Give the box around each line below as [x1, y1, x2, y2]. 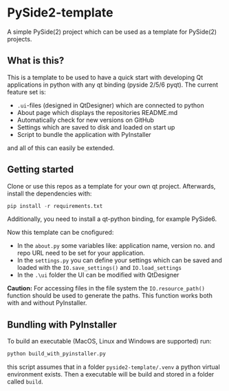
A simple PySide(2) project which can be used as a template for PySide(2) [7, 28, 217, 36]
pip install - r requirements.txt [7, 202, 103, 209]
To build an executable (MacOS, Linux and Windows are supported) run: [7, 337, 212, 346]
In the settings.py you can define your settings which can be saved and [17, 256, 222, 264]
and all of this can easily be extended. [7, 143, 115, 152]
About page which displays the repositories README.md [17, 108, 178, 116]
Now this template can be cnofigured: [7, 229, 114, 237]
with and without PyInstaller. [7, 299, 87, 307]
